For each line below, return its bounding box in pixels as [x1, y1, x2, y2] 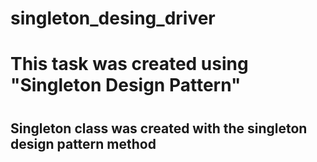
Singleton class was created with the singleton [10, 120, 308, 137]
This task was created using [10, 53, 249, 76]
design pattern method [10, 135, 157, 152]
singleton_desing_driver [10, 7, 216, 30]
